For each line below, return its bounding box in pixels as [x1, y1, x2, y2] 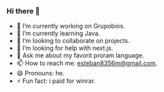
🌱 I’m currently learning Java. [16, 29, 101, 37]
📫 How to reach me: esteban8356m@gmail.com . [16, 59, 158, 68]
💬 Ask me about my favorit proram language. [16, 51, 145, 59]
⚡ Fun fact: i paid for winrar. [16, 77, 96, 85]
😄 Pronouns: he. [16, 69, 65, 77]
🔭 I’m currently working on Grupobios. [16, 22, 125, 30]
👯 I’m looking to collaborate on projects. [16, 37, 130, 45]
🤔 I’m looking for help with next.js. [16, 44, 113, 53]
